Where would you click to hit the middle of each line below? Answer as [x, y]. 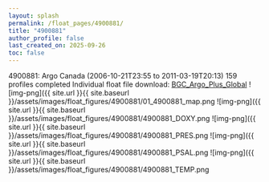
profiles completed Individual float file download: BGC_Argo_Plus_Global [128, 84]
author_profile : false [46, 38]
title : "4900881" [37, 30]
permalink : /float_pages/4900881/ [66, 23]
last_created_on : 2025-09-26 [57, 46]
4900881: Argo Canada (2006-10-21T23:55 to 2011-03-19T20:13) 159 [123, 76]
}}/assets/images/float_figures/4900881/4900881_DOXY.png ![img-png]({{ [132, 118]
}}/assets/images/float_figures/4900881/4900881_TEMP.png [109, 170]
